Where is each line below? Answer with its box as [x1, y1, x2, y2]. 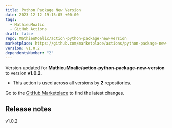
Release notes [5, 104, 52, 113]
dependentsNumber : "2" [5, 50, 54, 55]
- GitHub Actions [10, 27, 47, 32]
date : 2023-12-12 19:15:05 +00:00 [5, 12, 79, 17]
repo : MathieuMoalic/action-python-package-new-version [5, 36, 127, 41]
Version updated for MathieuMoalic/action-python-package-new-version [5, 65, 165, 71]
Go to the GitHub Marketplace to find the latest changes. [5, 90, 124, 96]
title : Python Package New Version [5, 7, 81, 13]
